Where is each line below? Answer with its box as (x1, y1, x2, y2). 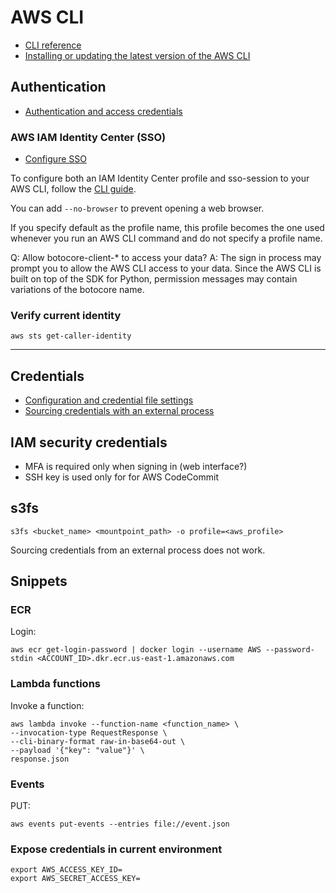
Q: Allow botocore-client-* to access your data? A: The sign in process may (10, 252, 322, 264)
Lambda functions (10, 677, 101, 691)
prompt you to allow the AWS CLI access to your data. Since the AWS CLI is (10, 262, 322, 275)
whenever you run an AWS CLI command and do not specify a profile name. (10, 232, 323, 245)
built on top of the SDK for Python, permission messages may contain (10, 273, 298, 285)
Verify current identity (10, 308, 122, 322)
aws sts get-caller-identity (10, 331, 132, 341)
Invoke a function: (10, 699, 85, 711)
